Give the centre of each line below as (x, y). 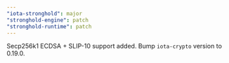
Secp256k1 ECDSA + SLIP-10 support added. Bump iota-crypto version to (115, 46)
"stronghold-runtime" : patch (49, 26)
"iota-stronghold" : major (44, 13)
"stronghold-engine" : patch (48, 20)
